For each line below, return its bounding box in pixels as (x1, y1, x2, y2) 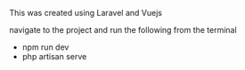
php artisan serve (21, 51, 87, 61)
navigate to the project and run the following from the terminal (9, 25, 238, 35)
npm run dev (21, 42, 69, 52)
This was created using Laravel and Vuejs (9, 8, 163, 18)
